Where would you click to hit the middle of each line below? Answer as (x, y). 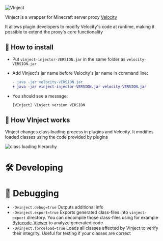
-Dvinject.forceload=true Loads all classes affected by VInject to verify (85, 228)
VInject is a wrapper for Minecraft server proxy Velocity (61, 17)
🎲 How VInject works (38, 120)
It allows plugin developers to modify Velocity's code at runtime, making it (80, 27)
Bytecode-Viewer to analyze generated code (57, 223)
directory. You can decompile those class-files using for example (93, 217)
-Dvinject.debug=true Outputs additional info (58, 207)
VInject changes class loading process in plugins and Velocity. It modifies (79, 132)
